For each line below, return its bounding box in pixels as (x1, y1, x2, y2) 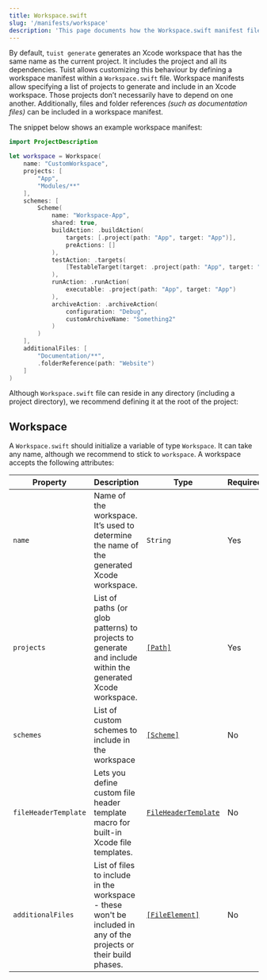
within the (93, 662, 131, 673)
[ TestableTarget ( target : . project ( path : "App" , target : (65, 263, 254, 271)
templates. (93, 847, 133, 858)
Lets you (93, 768, 126, 779)
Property (32, 477, 67, 488)
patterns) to (93, 622, 138, 633)
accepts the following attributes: (9, 458, 114, 467)
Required (227, 477, 263, 488)
